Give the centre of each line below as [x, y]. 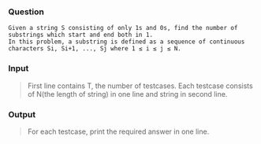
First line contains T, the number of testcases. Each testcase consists [140, 86]
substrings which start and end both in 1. [81, 35]
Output [22, 114]
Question [26, 12]
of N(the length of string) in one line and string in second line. [127, 94]
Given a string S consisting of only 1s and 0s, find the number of [123, 28]
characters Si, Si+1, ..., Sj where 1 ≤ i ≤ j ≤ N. [95, 49]
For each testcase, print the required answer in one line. [118, 131]
